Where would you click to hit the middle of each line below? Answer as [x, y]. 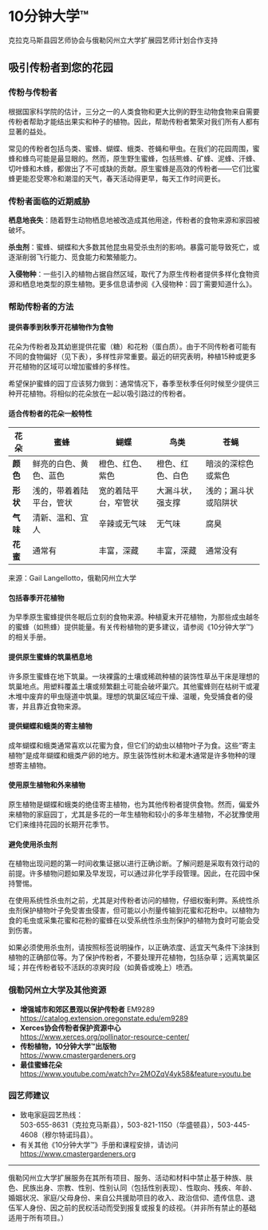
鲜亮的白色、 [57, 464]
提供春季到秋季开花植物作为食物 [61, 327]
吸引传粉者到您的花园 [61, 68]
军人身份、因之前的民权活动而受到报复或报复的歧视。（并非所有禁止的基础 [136, 1208]
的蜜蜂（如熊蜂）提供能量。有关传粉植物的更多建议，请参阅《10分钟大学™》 [133, 627]
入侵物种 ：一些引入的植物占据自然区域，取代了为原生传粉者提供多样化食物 [130, 274]
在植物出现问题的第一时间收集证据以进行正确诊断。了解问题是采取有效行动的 [134, 864]
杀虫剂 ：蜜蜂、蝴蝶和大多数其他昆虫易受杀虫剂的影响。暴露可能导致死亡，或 [134, 247]
